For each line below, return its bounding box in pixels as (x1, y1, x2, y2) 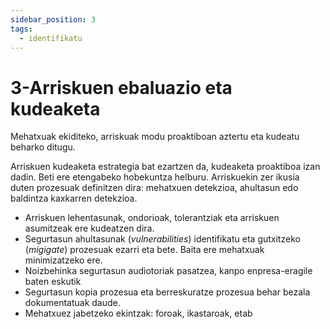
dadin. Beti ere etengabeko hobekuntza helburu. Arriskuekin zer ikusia (10, 171, 300, 183)
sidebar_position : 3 (10, 14, 97, 25)
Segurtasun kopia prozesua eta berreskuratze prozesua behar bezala (24, 286, 311, 298)
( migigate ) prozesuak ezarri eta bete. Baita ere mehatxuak (24, 244, 265, 256)
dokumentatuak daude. (24, 297, 121, 309)
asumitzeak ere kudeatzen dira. (24, 222, 155, 235)
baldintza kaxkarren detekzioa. (10, 192, 138, 205)
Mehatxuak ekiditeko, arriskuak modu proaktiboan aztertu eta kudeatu (10, 131, 300, 143)
